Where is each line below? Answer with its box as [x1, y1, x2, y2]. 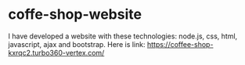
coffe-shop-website [8, 5, 142, 23]
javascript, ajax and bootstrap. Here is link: [8, 39, 146, 49]
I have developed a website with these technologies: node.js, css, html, [8, 31, 238, 41]
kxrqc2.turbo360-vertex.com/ [8, 48, 105, 57]
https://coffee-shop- [146, 39, 214, 49]
